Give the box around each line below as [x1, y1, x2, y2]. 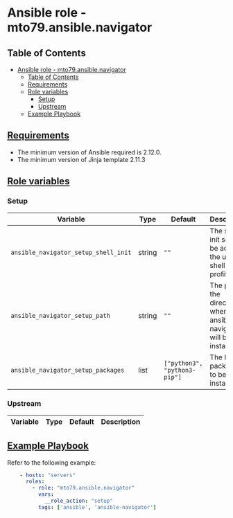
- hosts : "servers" [19, 472, 76, 479]
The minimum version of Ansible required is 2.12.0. [17, 148, 162, 157]
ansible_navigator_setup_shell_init [10, 248, 132, 256]
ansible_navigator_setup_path [10, 312, 111, 319]
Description [101, 417, 141, 427]
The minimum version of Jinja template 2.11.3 [17, 155, 146, 163]
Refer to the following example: [7, 458, 96, 467]
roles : [25, 478, 45, 485]
